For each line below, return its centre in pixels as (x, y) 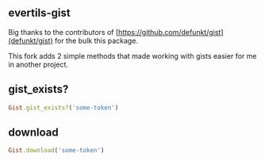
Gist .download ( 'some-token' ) (56, 151)
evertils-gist (39, 13)
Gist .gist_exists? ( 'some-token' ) (63, 107)
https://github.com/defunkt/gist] (171, 32)
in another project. (38, 64)
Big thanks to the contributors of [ (63, 32)
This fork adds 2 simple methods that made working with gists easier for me (132, 56)
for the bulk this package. (96, 40)
